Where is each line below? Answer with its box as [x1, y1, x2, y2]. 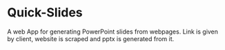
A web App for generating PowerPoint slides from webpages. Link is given [7, 27, 219, 36]
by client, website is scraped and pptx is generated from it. [7, 34, 175, 42]
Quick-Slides [7, 5, 83, 21]
